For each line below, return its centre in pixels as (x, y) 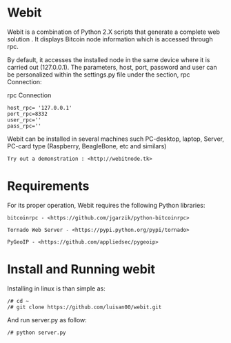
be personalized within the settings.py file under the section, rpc (99, 75)
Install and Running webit (81, 269)
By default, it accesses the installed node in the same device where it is (109, 59)
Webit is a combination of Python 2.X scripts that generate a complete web (114, 32)
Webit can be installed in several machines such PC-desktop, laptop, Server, (115, 139)
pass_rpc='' (24, 126)
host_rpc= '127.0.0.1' (40, 108)
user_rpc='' (24, 120)
